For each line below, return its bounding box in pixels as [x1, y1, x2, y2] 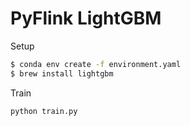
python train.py [10, 106, 78, 116]
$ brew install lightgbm [10, 68, 114, 79]
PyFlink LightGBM [10, 7, 162, 30]
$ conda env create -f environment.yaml [10, 59, 182, 69]
